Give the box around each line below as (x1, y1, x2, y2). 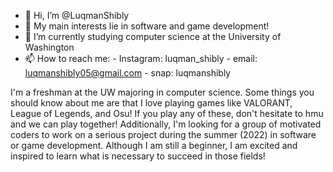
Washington (24, 41, 75, 53)
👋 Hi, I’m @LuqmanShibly (24, 10, 130, 21)
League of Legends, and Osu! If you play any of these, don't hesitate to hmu (10, 108, 324, 119)
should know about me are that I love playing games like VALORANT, (10, 97, 293, 109)
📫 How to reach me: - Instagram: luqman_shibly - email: (24, 53, 258, 64)
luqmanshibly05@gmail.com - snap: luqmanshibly (24, 67, 232, 79)
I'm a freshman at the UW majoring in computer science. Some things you (10, 86, 315, 98)
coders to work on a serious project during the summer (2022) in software (10, 129, 317, 140)
